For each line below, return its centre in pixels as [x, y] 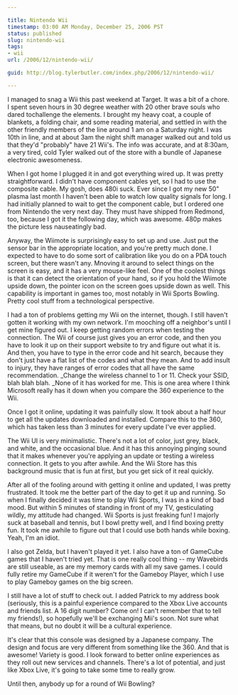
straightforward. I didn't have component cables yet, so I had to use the [112, 181]
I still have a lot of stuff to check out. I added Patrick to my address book [113, 595]
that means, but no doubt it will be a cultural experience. [90, 626]
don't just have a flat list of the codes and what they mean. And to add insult [119, 360]
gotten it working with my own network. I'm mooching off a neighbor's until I [119, 322]
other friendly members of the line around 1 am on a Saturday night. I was [115, 130]
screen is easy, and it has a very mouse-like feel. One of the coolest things [117, 271]
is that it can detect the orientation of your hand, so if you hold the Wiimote [117, 278]
